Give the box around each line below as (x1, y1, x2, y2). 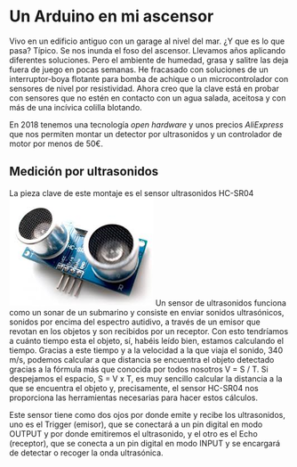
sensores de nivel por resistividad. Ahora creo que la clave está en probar (9, 83, 280, 94)
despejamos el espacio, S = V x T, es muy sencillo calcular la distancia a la (9, 373, 283, 384)
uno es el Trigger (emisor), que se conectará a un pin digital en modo (9, 419, 263, 430)
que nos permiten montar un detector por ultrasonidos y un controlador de (9, 128, 283, 139)
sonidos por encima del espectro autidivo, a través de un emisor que (9, 316, 261, 327)
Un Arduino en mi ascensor (9, 6, 214, 27)
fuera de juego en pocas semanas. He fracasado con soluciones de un (9, 64, 269, 75)
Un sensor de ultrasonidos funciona (155, 297, 287, 308)
